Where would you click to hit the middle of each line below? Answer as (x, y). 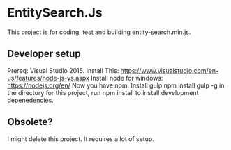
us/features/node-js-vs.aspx (48, 78)
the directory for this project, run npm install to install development (103, 92)
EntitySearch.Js (55, 13)
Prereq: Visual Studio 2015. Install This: (63, 70)
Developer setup (44, 54)
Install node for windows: (127, 78)
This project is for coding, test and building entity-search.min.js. (99, 32)
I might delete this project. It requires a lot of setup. (81, 139)
